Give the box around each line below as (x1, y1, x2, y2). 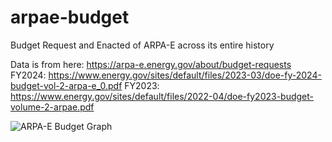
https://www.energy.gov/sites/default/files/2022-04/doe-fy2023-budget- (10, 90, 315, 102)
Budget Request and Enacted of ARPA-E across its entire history (10, 39, 275, 51)
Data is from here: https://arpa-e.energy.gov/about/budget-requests (10, 58, 292, 70)
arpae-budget (10, 6, 130, 29)
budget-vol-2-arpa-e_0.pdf (10, 79, 123, 91)
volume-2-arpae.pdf (10, 101, 95, 113)
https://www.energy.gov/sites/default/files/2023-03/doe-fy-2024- (48, 69, 322, 81)
